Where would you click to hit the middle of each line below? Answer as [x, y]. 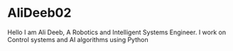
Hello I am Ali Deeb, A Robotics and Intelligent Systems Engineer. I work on [116, 32]
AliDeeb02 [39, 13]
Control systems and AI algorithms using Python [78, 39]
